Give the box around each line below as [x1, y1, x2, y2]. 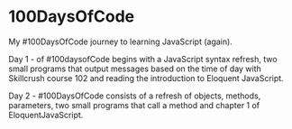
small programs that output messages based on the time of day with [8, 63, 262, 74]
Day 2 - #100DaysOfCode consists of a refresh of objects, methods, [8, 90, 261, 101]
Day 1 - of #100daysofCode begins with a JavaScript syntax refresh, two [8, 53, 278, 64]
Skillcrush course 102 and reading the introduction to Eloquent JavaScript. [8, 72, 285, 83]
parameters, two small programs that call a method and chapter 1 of [8, 99, 260, 110]
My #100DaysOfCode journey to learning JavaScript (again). [8, 36, 233, 47]
